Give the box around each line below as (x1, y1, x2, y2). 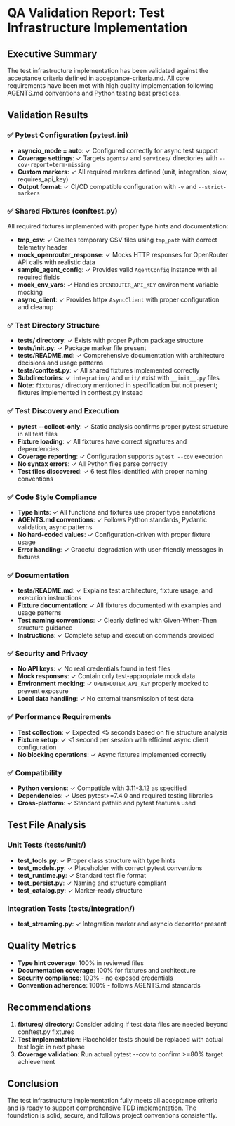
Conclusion (7, 1078, 59, 1090)
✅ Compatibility (7, 768, 62, 777)
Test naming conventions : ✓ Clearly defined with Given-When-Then (17, 616, 217, 625)
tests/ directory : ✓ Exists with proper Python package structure (17, 336, 203, 345)
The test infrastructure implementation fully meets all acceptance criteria (7, 1096, 218, 1105)
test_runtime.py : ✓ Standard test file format (17, 871, 147, 879)
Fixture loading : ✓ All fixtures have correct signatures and (17, 437, 187, 446)
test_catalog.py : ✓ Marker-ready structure (17, 886, 142, 894)
